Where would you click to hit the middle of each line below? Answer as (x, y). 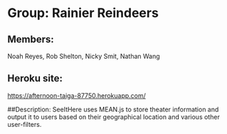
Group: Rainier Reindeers (83, 13)
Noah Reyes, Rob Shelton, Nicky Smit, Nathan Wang (84, 56)
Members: (31, 39)
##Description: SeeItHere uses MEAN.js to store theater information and (113, 109)
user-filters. (25, 124)
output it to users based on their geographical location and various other (114, 117)
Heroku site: (35, 78)
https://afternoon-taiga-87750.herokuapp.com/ (76, 95)
